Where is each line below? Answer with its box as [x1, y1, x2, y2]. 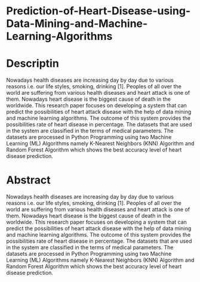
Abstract [6, 173, 51, 187]
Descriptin [6, 57, 60, 70]
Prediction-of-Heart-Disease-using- [6, 4, 191, 18]
